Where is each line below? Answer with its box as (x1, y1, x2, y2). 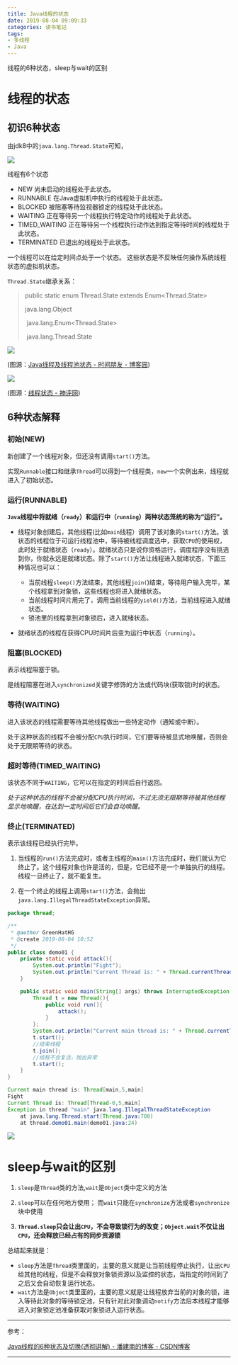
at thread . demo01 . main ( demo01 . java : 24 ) (20, 1119, 138, 1126)
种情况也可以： (17, 562, 62, 571)
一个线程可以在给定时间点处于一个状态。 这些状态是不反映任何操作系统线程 (7, 253, 227, 261)
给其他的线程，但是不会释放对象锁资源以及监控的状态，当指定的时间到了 (17, 1270, 229, 1279)
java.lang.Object (24, 305, 72, 313)
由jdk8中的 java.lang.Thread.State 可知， (7, 142, 127, 149)
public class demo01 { (7, 948, 74, 956)
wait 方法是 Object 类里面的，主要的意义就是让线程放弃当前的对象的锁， (17, 1288, 224, 1296)
